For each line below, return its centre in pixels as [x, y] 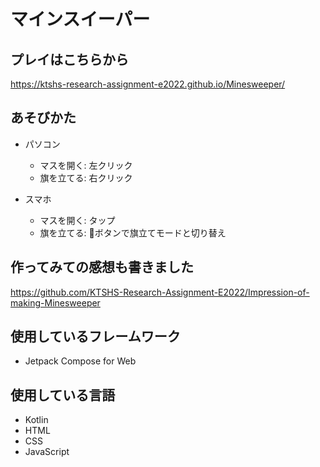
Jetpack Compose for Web [80, 361]
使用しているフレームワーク [95, 336]
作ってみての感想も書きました [102, 267]
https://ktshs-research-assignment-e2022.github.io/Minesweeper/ [148, 84]
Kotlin [36, 420]
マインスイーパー [80, 19]
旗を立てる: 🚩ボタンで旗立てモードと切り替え [133, 232]
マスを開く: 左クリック [86, 165]
